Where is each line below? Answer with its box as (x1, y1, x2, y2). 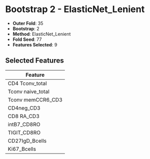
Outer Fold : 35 (12, 20, 44, 26)
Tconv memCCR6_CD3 (8, 96, 62, 103)
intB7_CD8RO (8, 121, 41, 128)
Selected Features (5, 57, 64, 65)
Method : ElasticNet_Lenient (12, 31, 71, 37)
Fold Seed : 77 (12, 36, 42, 42)
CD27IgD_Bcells (8, 137, 47, 144)
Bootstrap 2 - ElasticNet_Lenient (5, 4, 145, 15)
